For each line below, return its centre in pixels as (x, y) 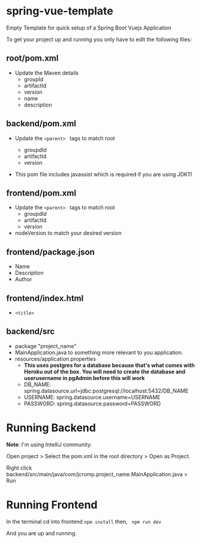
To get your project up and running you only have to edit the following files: (99, 39)
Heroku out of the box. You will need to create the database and (105, 372)
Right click (19, 468)
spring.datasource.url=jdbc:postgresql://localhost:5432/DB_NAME (106, 391)
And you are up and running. (41, 533)
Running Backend (51, 428)
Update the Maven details (47, 73)
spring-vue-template (60, 11)
